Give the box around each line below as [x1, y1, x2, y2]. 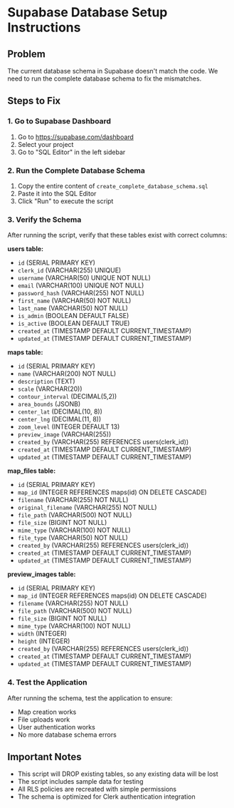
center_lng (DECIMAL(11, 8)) [17, 415, 102, 424]
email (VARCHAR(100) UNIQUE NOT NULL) [17, 281, 144, 290]
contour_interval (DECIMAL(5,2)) [17, 392, 117, 401]
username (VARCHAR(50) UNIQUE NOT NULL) [17, 274, 151, 282]
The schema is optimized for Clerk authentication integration [17, 792, 196, 801]
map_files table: [7, 466, 56, 475]
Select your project [17, 140, 74, 148]
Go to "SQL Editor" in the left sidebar [17, 148, 126, 156]
